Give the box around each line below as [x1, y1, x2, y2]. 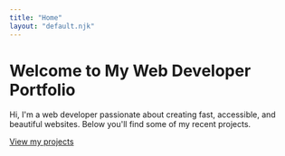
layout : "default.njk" [9, 22, 95, 31]
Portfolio [9, 79, 76, 100]
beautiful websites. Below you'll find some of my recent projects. [9, 119, 252, 130]
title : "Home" [9, 13, 63, 23]
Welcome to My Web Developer [9, 60, 252, 81]
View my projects [9, 136, 74, 147]
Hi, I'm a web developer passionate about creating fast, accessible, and [9, 109, 276, 120]
